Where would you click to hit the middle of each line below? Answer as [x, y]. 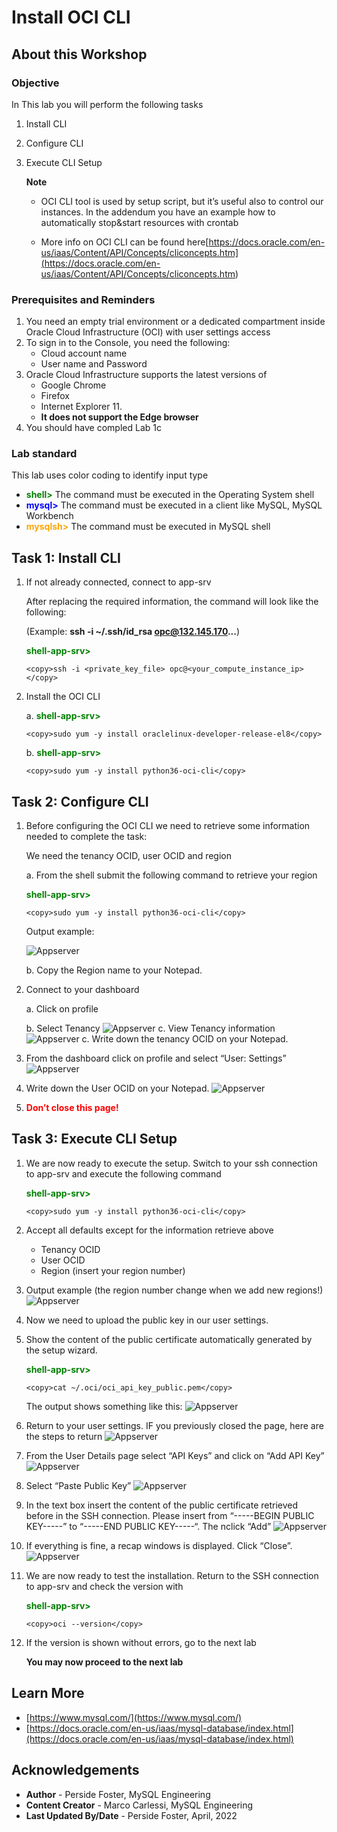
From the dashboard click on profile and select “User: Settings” [156, 1058]
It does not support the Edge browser [119, 417]
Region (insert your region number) [113, 1270]
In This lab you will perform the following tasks [107, 104]
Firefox [55, 396]
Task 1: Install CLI [66, 557]
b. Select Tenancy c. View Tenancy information [150, 1028]
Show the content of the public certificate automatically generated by [169, 1339]
